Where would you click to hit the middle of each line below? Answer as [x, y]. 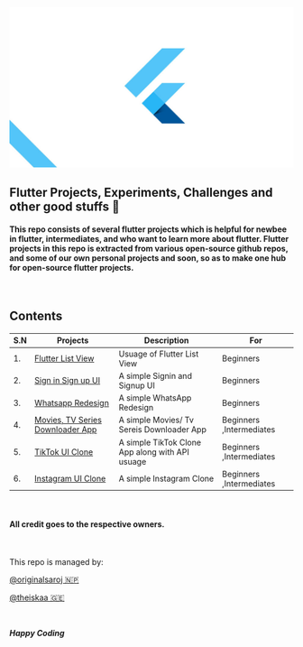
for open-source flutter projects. [72, 268]
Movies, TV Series [68, 420]
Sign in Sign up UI [68, 381]
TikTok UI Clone [64, 452]
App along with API [154, 452]
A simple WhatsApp [155, 398]
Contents [36, 316]
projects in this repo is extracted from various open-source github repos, [149, 249]
